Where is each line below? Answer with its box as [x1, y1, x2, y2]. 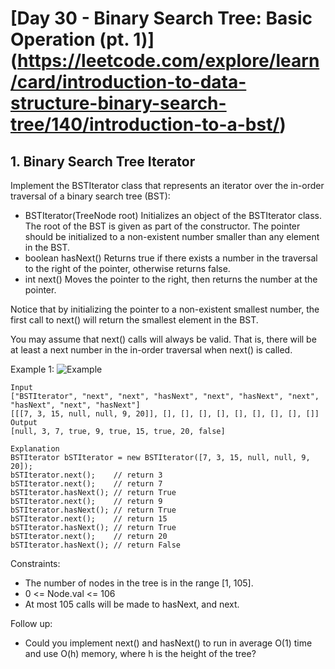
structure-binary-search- [10, 92, 227, 115]
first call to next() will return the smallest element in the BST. [10, 314, 259, 326]
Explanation [10, 444, 60, 454]
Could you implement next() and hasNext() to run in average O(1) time [24, 637, 313, 649]
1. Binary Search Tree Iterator [10, 153, 196, 170]
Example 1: [10, 363, 55, 375]
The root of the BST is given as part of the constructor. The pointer [24, 220, 301, 232]
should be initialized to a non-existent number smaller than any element [24, 231, 320, 242]
